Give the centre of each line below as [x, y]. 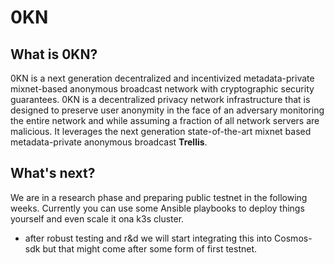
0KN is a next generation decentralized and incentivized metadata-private [162, 78]
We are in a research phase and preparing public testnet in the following [159, 197]
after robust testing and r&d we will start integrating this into [148, 238]
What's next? [53, 173]
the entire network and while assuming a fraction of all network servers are [165, 120]
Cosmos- [293, 238]
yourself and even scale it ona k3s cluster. [97, 218]
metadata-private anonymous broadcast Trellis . [109, 142]
